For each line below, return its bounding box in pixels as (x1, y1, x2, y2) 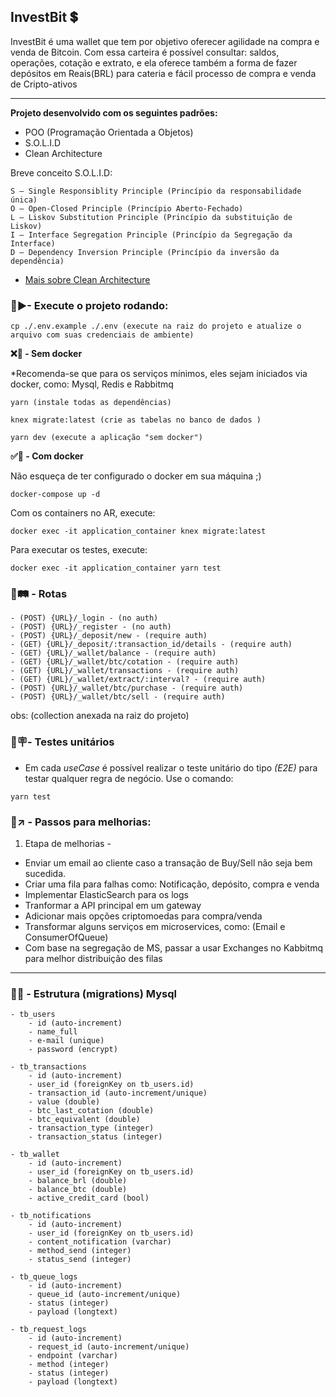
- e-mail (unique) (28, 1036, 105, 1046)
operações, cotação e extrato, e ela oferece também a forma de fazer (10, 56, 298, 69)
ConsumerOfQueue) (24, 931, 109, 943)
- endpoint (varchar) (28, 1351, 118, 1361)
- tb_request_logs (10, 1325, 87, 1335)
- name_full (28, 1027, 78, 1037)
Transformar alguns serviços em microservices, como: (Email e (24, 921, 286, 932)
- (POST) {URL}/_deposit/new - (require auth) (10, 631, 208, 641)
